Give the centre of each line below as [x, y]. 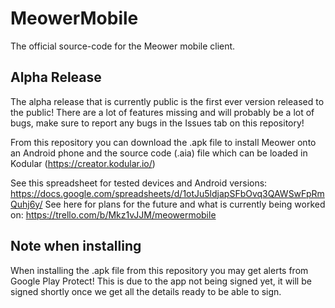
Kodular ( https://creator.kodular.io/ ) [83, 163]
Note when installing [76, 246]
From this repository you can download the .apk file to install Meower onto [163, 142]
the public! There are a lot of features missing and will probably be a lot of [162, 112]
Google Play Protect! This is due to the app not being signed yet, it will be [161, 281]
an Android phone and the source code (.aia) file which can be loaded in [159, 153]
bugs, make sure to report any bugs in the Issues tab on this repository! [157, 123]
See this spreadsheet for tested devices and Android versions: [139, 183]
